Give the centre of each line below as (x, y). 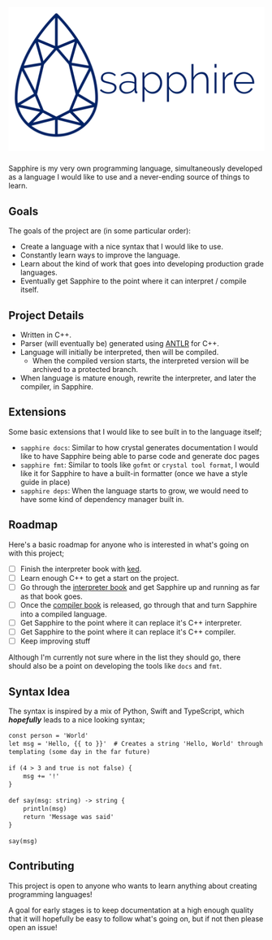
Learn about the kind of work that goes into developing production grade (142, 264)
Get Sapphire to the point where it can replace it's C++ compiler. (128, 632)
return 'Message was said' (69, 817)
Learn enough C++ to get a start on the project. (99, 578)
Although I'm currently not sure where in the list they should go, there (125, 657)
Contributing (41, 866)
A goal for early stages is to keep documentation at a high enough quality (131, 910)
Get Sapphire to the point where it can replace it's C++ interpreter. (131, 622)
